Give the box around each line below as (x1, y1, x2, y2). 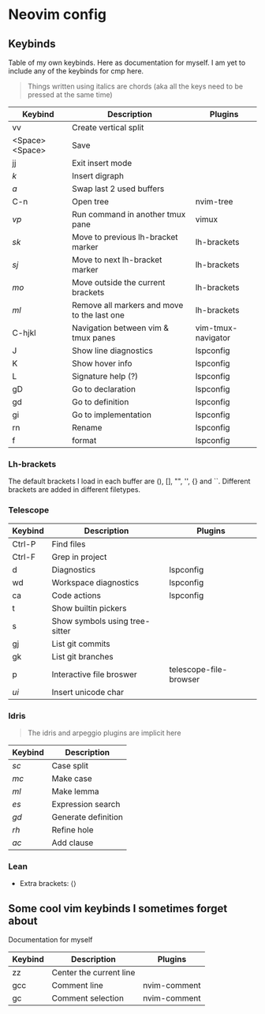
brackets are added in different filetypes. (8, 485, 140, 494)
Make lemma (51, 786, 99, 797)
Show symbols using (51, 615, 129, 626)
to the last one (72, 310, 125, 321)
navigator (195, 332, 231, 343)
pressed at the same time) (27, 90, 113, 100)
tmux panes (72, 332, 116, 343)
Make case (51, 772, 92, 783)
